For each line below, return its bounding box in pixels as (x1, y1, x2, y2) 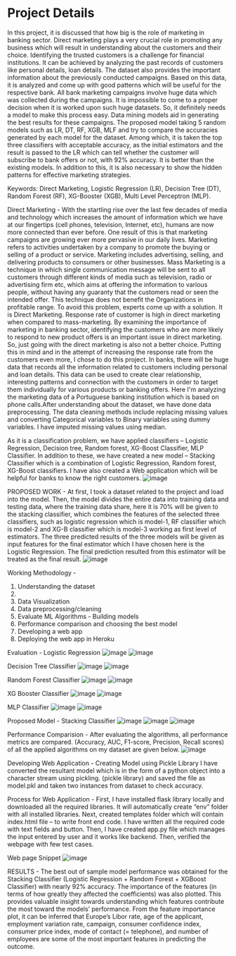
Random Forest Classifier (7, 675, 81, 684)
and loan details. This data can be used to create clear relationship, (7, 370, 202, 379)
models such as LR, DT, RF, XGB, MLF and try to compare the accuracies (7, 125, 218, 134)
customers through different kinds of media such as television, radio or (7, 273, 213, 281)
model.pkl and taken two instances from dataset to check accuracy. (7, 781, 204, 790)
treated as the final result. (7, 555, 82, 563)
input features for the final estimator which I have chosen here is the (7, 539, 205, 548)
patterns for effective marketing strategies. (7, 171, 131, 179)
